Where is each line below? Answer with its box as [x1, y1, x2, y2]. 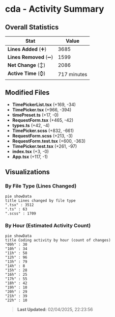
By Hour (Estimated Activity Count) [5, 222, 91, 229]
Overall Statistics [5, 23, 59, 31]
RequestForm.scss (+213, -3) [12, 132, 73, 138]
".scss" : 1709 [5, 211, 36, 216]
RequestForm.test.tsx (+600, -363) [12, 138, 86, 144]
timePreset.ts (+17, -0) [12, 112, 59, 118]
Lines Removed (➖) [7, 54, 53, 60]
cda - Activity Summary [5, 3, 104, 15]
